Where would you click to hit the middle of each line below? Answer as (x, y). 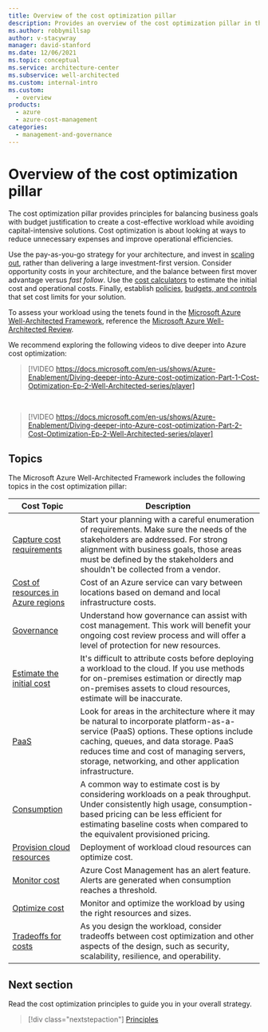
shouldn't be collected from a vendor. (150, 570)
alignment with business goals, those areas (161, 550)
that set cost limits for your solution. (67, 297)
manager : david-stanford (49, 46)
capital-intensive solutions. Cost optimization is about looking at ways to (127, 230)
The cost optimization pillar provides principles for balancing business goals (134, 213)
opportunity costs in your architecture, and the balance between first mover (133, 271)
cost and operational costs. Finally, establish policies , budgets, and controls (133, 288)
